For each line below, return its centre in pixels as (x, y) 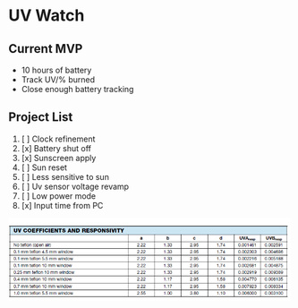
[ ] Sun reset (44, 167)
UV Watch (47, 16)
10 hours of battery (56, 70)
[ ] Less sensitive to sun (65, 176)
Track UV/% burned (58, 80)
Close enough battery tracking (77, 89)
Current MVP (46, 49)
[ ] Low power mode (59, 196)
